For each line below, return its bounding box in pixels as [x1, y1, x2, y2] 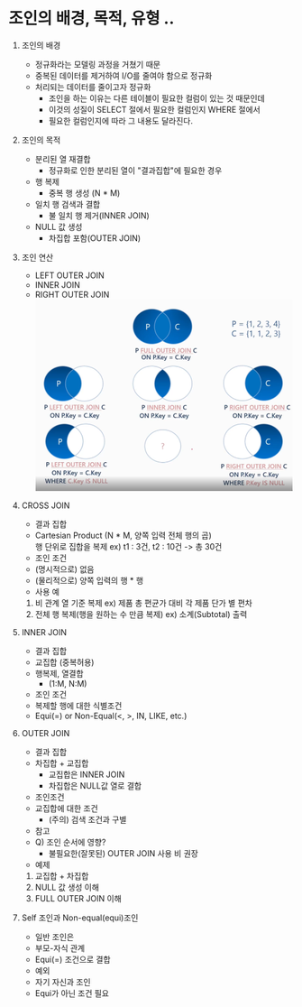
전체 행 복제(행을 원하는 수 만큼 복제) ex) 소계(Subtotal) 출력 [34, 609, 248, 620]
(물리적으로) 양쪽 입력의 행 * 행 [34, 575, 144, 587]
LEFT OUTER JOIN [34, 270, 105, 281]
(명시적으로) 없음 [34, 564, 95, 575]
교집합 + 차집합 [34, 871, 89, 882]
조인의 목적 [21, 134, 61, 145]
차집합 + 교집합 [34, 758, 89, 769]
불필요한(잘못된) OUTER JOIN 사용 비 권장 [48, 848, 199, 859]
